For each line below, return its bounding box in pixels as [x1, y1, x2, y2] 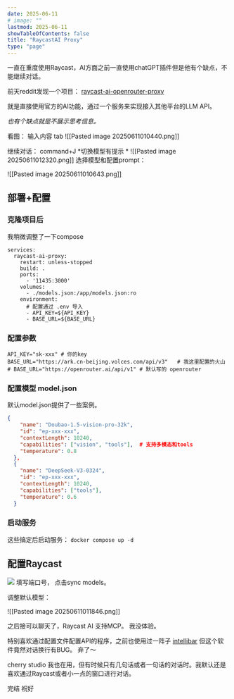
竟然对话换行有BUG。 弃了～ [13, 645, 96, 654]
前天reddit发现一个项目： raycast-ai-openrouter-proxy [7, 87, 164, 95]
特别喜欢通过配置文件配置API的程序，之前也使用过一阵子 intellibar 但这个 [7, 636, 218, 645]
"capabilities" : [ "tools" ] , [20, 487, 102, 494]
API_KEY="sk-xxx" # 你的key [7, 350, 88, 358]
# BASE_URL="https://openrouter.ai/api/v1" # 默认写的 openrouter [7, 366, 202, 373]
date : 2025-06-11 [7, 10, 58, 18]
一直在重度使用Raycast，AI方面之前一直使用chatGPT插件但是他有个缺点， [7, 63, 221, 71]
